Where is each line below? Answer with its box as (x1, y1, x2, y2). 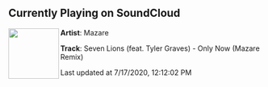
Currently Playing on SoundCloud (8, 6, 181, 20)
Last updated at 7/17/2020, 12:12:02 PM (60, 68, 192, 77)
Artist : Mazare (60, 27, 109, 37)
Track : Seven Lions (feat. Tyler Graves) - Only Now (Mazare (60, 43, 260, 53)
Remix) (60, 52, 84, 61)
